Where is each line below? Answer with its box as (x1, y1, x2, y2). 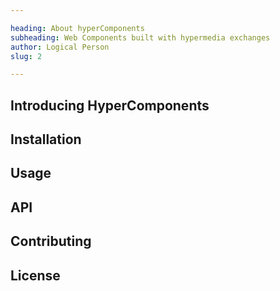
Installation (10, 131, 82, 148)
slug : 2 (10, 51, 43, 61)
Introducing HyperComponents (10, 97, 210, 114)
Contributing (10, 233, 92, 250)
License (10, 267, 61, 284)
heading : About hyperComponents (10, 23, 145, 33)
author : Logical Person (10, 42, 110, 52)
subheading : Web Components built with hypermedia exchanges (10, 32, 271, 43)
